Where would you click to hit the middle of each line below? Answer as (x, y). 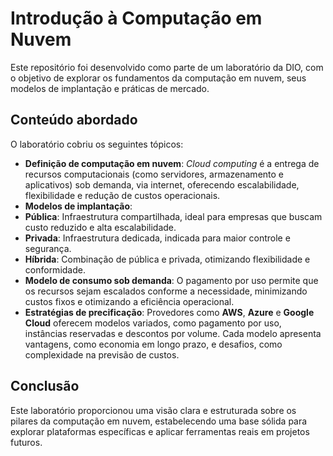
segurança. (48, 248)
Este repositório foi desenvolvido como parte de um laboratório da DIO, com (167, 67)
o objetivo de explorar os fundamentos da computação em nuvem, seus (158, 78)
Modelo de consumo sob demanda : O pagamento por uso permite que (171, 280)
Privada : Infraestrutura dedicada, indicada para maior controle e (157, 238)
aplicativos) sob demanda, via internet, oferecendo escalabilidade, (162, 184)
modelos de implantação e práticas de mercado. (110, 88)
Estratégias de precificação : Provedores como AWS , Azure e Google (169, 312)
